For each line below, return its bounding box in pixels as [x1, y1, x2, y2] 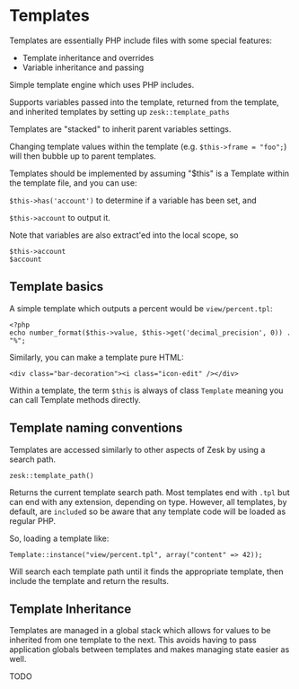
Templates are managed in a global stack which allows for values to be [9, 625, 271, 636]
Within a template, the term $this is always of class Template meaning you [9, 385, 284, 396]
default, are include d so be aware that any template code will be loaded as [9, 506, 286, 517]
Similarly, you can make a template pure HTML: [9, 352, 184, 362]
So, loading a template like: [9, 533, 110, 544]
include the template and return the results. [9, 575, 169, 586]
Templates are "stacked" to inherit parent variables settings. [9, 123, 232, 135]
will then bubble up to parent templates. [9, 150, 157, 161]
